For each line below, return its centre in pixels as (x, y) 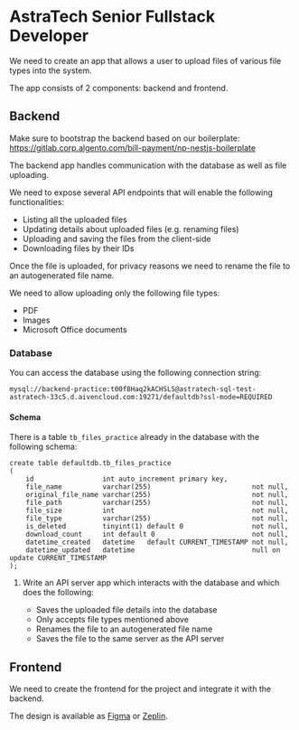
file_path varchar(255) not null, (157, 503)
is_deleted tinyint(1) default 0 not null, (157, 527)
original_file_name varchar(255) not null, (157, 495)
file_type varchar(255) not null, (157, 519)
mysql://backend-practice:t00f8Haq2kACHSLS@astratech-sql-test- (133, 389)
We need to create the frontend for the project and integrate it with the (140, 689)
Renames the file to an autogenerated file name (124, 629)
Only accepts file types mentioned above (112, 620)
